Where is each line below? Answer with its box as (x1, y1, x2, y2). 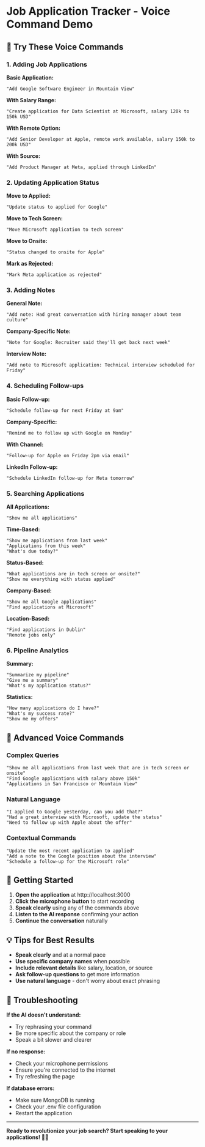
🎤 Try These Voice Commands (6, 42, 124, 52)
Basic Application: (6, 73, 54, 81)
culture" (6, 317, 29, 323)
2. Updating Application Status (6, 178, 99, 187)
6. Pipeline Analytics (6, 646, 69, 654)
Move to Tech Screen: (6, 215, 63, 222)
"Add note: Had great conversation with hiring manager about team (6, 312, 182, 318)
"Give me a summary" (6, 678, 59, 684)
